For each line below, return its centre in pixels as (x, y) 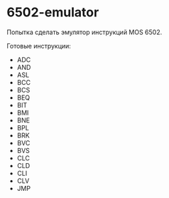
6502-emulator (53, 12)
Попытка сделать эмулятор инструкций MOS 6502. (84, 32)
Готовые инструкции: (39, 46)
